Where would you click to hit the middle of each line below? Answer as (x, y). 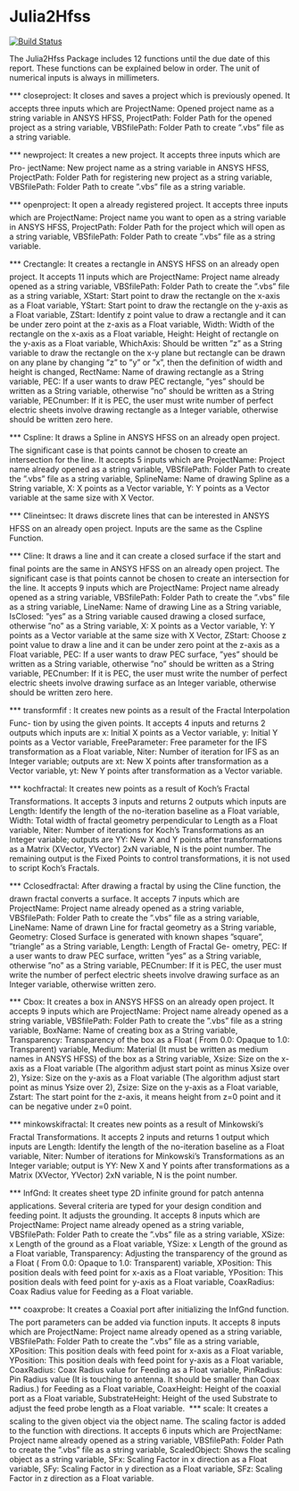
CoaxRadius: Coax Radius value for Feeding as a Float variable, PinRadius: (146, 1369)
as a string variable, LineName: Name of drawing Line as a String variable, (145, 607)
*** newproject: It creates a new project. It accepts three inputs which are (145, 155)
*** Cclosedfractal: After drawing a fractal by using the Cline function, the (145, 886)
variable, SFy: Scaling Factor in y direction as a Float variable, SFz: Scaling (146, 1469)
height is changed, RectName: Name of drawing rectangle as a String (137, 371)
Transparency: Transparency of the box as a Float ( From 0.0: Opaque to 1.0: (149, 1039)
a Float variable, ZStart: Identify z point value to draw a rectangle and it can (148, 314)
